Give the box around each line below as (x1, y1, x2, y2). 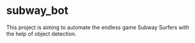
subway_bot (6, 4, 68, 18)
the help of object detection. (6, 30, 77, 37)
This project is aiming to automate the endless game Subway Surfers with (6, 24, 190, 31)
